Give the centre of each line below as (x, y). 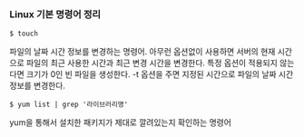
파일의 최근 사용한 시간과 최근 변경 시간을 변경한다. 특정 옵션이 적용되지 (152, 63)
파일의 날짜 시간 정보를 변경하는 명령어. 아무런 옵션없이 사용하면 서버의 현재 (142, 52)
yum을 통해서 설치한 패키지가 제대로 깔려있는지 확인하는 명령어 (120, 122)
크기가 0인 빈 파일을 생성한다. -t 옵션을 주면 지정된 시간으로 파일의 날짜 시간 (160, 74)
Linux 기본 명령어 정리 (55, 14)
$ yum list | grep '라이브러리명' (69, 105)
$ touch (24, 34)
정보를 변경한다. (38, 86)
